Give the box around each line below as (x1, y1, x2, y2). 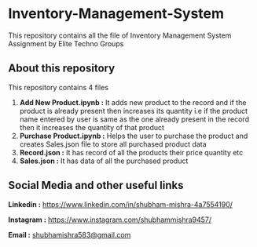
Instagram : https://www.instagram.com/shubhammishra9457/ (8, 215, 212, 224)
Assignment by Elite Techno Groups (8, 38, 124, 48)
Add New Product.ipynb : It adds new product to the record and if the (19, 97, 247, 107)
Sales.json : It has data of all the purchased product (19, 156, 189, 165)
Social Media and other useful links (8, 179, 184, 192)
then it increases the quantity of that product (19, 122, 165, 132)
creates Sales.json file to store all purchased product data (19, 139, 207, 149)
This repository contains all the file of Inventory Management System (8, 31, 232, 40)
